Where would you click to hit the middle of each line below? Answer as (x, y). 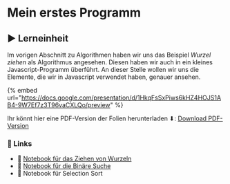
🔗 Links (20, 143)
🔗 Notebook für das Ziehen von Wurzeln (74, 159)
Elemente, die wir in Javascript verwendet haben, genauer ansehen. (104, 77)
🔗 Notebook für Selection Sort (60, 174)
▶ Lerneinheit (38, 38)
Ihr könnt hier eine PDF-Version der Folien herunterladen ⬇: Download (107, 118)
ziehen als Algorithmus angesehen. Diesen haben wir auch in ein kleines (110, 62)
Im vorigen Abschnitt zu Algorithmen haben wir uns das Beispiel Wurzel (109, 55)
